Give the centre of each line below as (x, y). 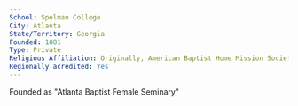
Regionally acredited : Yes (59, 67)
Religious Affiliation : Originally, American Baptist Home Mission (137, 58)
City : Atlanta (35, 26)
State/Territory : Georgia (57, 34)
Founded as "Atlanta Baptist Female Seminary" (94, 91)
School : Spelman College (55, 17)
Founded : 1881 (35, 42)
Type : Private (35, 50)
